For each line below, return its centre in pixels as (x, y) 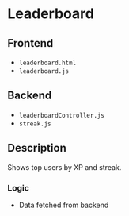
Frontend (30, 43)
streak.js (35, 124)
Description (37, 148)
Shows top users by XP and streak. (64, 167)
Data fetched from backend (64, 205)
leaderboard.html (47, 63)
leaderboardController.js (61, 115)
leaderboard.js (44, 71)
